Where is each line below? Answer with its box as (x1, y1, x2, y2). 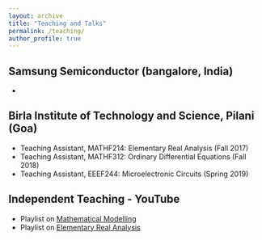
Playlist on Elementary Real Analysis (19, 222, 142, 232)
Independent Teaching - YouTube (8, 192, 180, 206)
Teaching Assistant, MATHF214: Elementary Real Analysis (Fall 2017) (19, 143, 249, 153)
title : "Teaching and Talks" (8, 19, 107, 27)
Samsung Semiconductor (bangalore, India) (8, 64, 234, 78)
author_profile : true (8, 34, 82, 43)
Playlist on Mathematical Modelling (19, 213, 137, 223)
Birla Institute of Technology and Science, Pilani (8, 109, 255, 123)
